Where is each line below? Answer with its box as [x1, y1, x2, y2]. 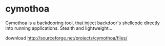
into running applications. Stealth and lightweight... [5, 25, 113, 31]
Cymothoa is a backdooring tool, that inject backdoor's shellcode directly [5, 20, 160, 26]
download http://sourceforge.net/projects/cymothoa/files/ [5, 35, 128, 41]
